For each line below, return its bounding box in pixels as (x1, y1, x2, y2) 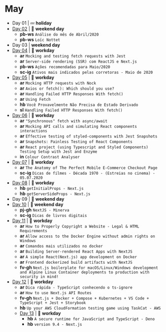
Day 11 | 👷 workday (12, 217, 53, 224)
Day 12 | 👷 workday (12, 279, 54, 285)
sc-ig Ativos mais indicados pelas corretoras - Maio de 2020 (19, 69, 153, 75)
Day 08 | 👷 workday (12, 179, 54, 186)
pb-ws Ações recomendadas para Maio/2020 (19, 63, 110, 69)
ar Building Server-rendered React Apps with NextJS (19, 248, 132, 254)
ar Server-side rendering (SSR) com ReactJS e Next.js (19, 58, 138, 64)
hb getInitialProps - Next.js (19, 185, 84, 191)
